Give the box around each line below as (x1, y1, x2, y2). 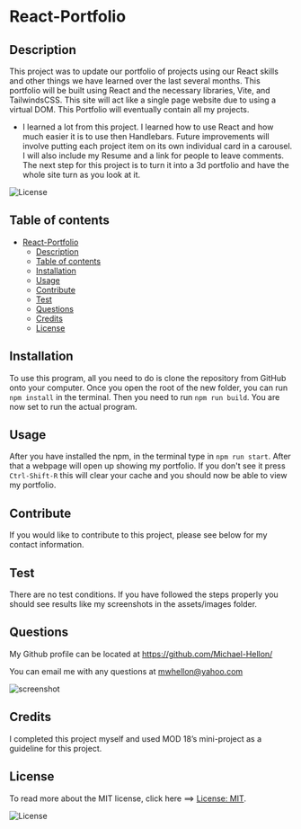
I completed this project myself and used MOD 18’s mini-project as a (9, 733, 262, 744)
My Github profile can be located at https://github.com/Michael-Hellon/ (9, 648, 273, 659)
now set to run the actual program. (9, 401, 137, 412)
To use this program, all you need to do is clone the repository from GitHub (9, 372, 287, 383)
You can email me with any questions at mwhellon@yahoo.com (9, 665, 243, 676)
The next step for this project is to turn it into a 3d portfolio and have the (22, 160, 289, 170)
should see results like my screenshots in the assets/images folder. (9, 599, 258, 610)
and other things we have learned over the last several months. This (9, 76, 261, 86)
